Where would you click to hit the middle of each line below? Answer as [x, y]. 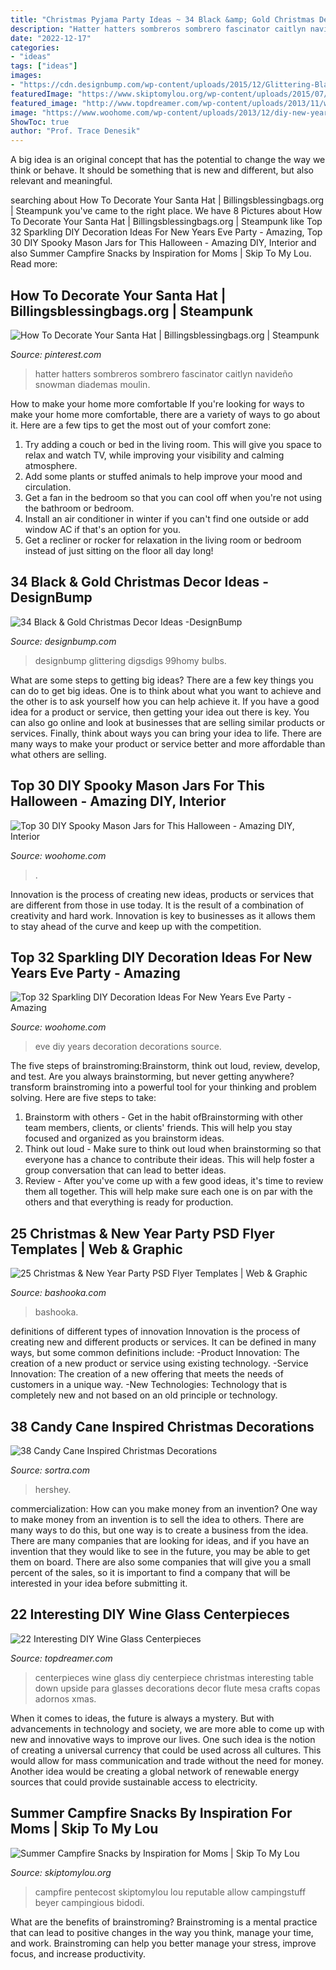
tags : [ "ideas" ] [44, 66]
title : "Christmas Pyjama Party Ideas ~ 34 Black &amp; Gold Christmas [162, 19]
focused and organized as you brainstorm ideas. [124, 1138]
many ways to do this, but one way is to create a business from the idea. [159, 1530]
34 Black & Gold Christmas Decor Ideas [135, 582]
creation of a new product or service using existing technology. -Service [159, 1363]
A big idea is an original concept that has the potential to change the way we [168, 160]
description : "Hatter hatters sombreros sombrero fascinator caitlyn [158, 29]
